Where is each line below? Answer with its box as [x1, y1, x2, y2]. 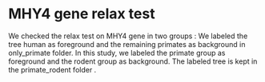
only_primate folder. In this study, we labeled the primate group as [8, 48, 226, 57]
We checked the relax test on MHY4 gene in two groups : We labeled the [8, 31, 248, 41]
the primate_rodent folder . [8, 64, 97, 74]
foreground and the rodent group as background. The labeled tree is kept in [8, 57, 258, 66]
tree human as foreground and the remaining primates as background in [8, 39, 246, 49]
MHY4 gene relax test [8, 5, 155, 23]
